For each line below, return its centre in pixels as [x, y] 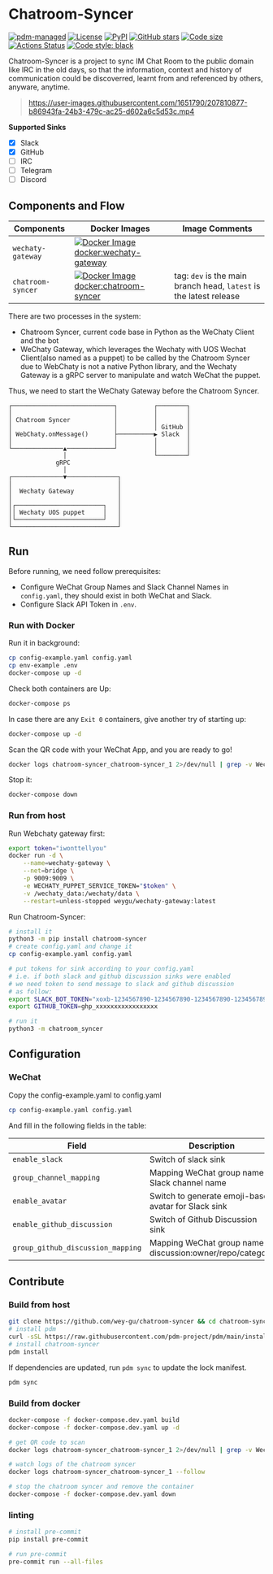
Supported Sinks [37, 127]
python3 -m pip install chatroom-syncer [78, 939]
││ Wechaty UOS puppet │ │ [65, 513]
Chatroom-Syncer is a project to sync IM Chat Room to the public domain [131, 61]
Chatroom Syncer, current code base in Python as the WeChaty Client [137, 332]
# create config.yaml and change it [70, 947]
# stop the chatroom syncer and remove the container [102, 1487]
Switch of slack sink [187, 1159]
